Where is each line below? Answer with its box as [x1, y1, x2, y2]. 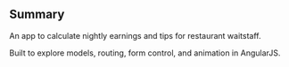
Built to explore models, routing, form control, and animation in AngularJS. [9, 48, 281, 58]
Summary [9, 7, 65, 22]
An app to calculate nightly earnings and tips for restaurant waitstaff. [9, 30, 261, 41]
